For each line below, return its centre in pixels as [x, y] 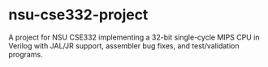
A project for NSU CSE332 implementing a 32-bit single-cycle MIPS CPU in [134, 37]
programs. [26, 54]
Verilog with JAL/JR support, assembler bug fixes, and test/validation [124, 45]
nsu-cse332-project [78, 15]
